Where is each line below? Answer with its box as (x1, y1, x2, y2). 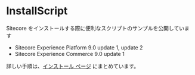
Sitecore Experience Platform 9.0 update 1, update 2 (14, 43, 143, 51)
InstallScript (6, 4, 68, 18)
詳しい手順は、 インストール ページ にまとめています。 (6, 62, 139, 70)
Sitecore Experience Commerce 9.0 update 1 (14, 50, 125, 57)
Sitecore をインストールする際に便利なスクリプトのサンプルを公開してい (6, 24, 185, 32)
